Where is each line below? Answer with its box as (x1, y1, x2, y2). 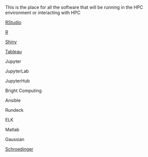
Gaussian (5, 136, 25, 142)
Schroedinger (5, 146, 34, 152)
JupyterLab (5, 68, 29, 74)
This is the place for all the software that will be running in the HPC (5, 5, 143, 10)
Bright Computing (5, 88, 42, 94)
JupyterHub (5, 78, 30, 84)
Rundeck (5, 107, 24, 113)
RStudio (5, 20, 22, 25)
